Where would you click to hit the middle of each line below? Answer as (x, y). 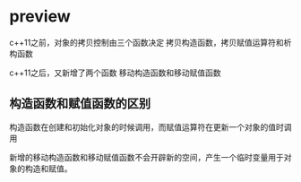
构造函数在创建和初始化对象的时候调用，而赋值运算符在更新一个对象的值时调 (150, 126)
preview (40, 17)
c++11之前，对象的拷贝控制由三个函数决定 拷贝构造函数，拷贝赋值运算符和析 (150, 42)
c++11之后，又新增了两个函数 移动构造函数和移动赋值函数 (115, 73)
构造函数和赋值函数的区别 (80, 104)
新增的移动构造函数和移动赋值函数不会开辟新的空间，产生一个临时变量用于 (146, 157)
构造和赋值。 (48, 169)
